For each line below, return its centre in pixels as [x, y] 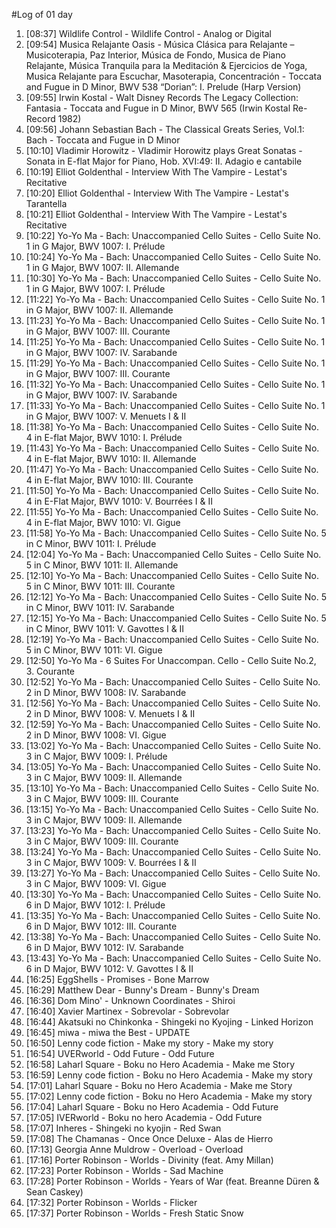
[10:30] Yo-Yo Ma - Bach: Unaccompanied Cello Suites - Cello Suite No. [173, 278]
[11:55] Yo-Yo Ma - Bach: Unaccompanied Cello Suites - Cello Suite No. [172, 512]
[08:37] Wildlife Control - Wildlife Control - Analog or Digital [148, 33]
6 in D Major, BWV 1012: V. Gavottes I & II [109, 968]
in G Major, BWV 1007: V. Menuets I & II [106, 416]
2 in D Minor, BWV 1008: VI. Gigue [96, 735]
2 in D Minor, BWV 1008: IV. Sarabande [106, 692]
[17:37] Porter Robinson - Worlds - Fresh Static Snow [134, 1213]
